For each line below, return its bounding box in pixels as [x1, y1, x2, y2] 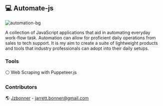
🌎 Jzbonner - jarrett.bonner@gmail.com [5, 95, 89, 101]
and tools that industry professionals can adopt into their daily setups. [5, 45, 149, 51]
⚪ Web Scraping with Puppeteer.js [5, 69, 77, 76]
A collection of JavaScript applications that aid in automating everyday [5, 29, 151, 35]
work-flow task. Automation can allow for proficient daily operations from [5, 34, 156, 41]
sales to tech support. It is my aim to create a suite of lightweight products [5, 40, 158, 46]
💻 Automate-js [5, 4, 54, 12]
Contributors [5, 84, 37, 91]
